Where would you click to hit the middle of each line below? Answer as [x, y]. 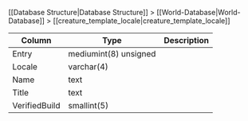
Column [36, 40]
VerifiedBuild [37, 105]
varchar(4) [89, 66]
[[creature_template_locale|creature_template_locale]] [142, 21]
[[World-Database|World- [199, 12]
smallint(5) [89, 105]
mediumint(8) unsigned [112, 54]
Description [186, 40]
